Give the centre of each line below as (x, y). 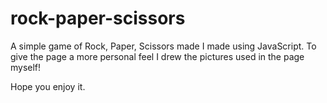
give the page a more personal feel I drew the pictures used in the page (157, 56)
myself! (26, 67)
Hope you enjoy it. (48, 86)
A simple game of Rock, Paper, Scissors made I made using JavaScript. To (163, 46)
